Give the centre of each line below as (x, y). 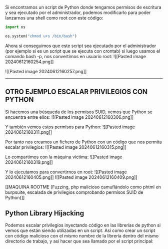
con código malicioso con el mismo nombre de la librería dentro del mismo (82, 236)
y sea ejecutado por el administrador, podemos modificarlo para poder (78, 13)
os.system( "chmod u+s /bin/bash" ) (41, 36)
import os (15, 27)
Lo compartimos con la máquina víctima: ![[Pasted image (64, 157)
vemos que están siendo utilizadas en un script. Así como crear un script (80, 230)
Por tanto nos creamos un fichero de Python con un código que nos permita (83, 142)
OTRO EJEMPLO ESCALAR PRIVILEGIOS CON (76, 92)
